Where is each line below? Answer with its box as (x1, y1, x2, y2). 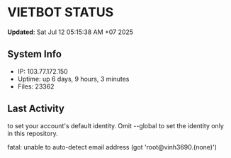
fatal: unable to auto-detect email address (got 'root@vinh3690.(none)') (7, 142, 218, 151)
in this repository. (7, 129, 58, 137)
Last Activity (7, 103, 65, 115)
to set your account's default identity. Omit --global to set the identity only (7, 121, 225, 130)
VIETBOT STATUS (7, 4, 114, 21)
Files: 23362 (17, 82, 55, 91)
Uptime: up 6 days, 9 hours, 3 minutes (17, 74, 130, 83)
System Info (7, 48, 62, 60)
